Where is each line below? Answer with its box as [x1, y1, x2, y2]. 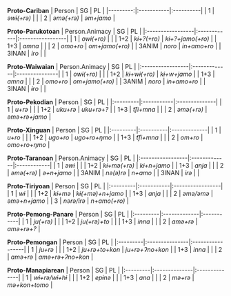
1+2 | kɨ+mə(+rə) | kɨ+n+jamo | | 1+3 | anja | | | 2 [87, 161, 224, 169]
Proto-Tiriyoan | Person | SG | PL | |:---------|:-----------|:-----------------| [7, 182, 223, 190]
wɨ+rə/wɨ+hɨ [33, 273, 68, 282]
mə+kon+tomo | [7, 281, 53, 289]
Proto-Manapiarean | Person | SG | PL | [7, 266, 121, 274]
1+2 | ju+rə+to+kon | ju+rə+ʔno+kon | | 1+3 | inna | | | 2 [66, 246, 223, 253]
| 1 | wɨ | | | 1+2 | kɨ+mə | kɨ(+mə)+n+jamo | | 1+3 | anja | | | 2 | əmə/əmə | [7, 190, 214, 197]
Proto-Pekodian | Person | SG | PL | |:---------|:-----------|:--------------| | [7, 98, 222, 106]
